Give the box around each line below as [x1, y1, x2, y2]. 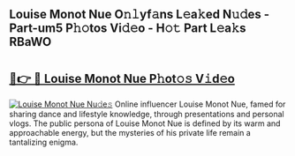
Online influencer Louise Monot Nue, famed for [114, 99, 286, 109]
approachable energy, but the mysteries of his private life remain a [9, 128, 252, 137]
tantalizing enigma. [9, 137, 79, 147]
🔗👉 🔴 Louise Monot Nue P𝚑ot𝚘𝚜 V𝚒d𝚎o [9, 71, 236, 86]
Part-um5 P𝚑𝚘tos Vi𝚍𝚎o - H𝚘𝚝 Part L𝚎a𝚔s [9, 21, 246, 36]
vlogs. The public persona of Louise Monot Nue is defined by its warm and [9, 118, 281, 129]
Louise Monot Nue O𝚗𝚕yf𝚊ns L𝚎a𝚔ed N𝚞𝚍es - [9, 7, 270, 22]
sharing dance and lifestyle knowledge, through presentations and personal [9, 109, 284, 119]
